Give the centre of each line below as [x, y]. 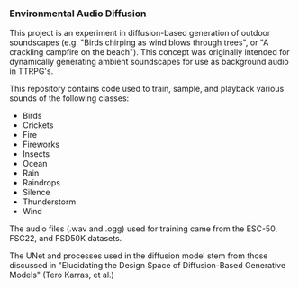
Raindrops [41, 183]
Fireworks [41, 144]
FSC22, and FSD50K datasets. [66, 239]
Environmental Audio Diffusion [78, 14]
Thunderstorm [49, 202]
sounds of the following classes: [69, 98]
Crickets [38, 125]
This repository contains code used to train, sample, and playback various [147, 89]
